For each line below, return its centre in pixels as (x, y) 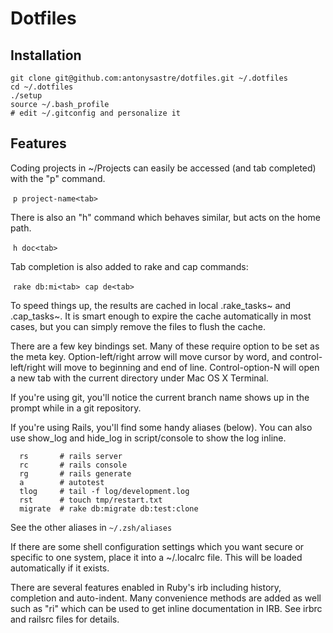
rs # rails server (71, 456)
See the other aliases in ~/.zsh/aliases (91, 527)
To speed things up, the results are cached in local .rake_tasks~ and (151, 305)
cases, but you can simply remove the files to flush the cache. (138, 326)
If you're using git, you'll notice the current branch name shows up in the (160, 397)
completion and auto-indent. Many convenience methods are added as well (166, 598)
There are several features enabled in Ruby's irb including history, (146, 587)
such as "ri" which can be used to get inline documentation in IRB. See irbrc (166, 608)
